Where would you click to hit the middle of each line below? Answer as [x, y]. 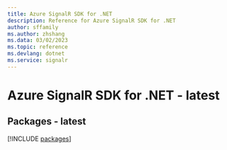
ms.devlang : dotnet [36, 54]
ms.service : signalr [38, 60]
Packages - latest [47, 122]
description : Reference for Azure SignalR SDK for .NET [92, 21]
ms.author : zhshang [36, 34]
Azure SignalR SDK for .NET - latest [113, 95]
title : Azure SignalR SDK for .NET [60, 14]
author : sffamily [33, 27]
